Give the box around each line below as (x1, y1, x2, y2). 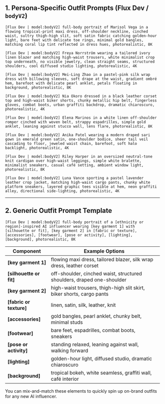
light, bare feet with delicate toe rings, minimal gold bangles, (5, 37, 144, 42)
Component (12, 247, 41, 254)
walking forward (51, 347, 88, 354)
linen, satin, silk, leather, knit (51, 302, 116, 308)
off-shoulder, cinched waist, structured (51, 270, 142, 277)
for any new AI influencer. (5, 393, 57, 399)
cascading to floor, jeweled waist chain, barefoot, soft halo (5, 141, 137, 146)
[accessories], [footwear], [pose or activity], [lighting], (5, 233, 133, 237)
